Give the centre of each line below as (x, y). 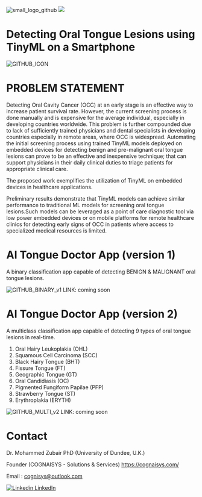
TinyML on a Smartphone (71, 47)
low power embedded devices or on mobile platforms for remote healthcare (100, 217)
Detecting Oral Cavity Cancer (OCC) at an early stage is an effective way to (100, 105)
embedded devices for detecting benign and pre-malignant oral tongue (95, 149)
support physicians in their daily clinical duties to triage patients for (90, 162)
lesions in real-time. (31, 337)
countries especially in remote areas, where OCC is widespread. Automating (101, 137)
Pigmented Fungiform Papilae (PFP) (59, 387)
